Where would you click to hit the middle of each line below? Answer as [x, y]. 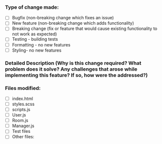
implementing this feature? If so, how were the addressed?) [76, 75]
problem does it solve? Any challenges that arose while [71, 69]
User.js [19, 115]
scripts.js [21, 110]
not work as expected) [34, 34]
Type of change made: [32, 7]
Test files [21, 131]
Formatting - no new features [41, 44]
